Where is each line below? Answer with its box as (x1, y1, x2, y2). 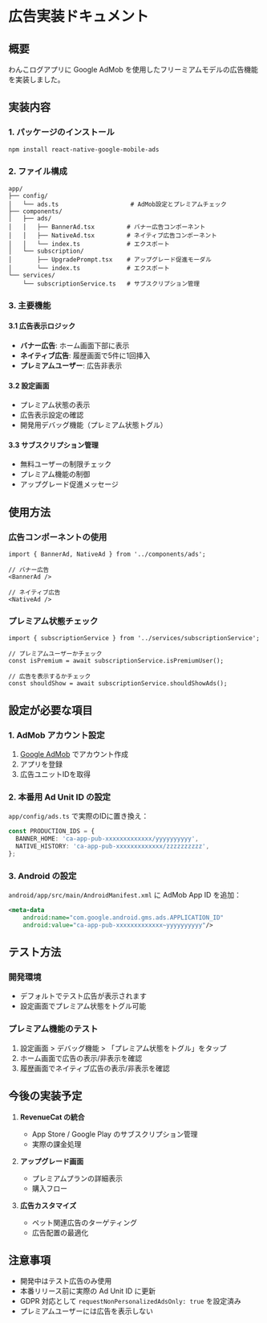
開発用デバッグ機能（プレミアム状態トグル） (19, 420, 168, 430)
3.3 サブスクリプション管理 (8, 440, 99, 450)
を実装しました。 (8, 75, 65, 84)
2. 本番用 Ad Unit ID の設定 (8, 791, 111, 803)
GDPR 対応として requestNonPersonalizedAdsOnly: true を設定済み (19, 1296, 242, 1306)
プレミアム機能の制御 (19, 470, 91, 479)
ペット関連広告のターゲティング (31, 1218, 138, 1227)
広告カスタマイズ (19, 1200, 77, 1210)
